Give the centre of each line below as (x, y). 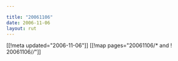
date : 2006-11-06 (28, 23)
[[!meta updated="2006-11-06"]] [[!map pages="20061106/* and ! (89, 45)
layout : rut (21, 28)
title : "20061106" (30, 17)
